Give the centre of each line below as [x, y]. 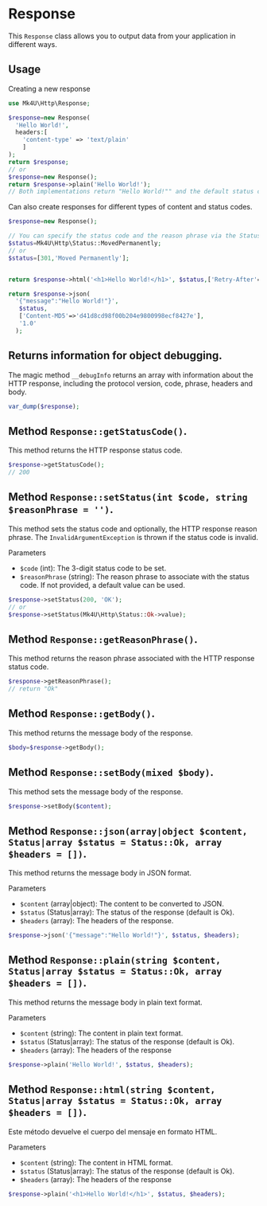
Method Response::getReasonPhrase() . [103, 639]
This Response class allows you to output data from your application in [122, 36]
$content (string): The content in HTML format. [96, 1162]
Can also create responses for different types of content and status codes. [130, 207]
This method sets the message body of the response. [96, 791]
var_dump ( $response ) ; [44, 406]
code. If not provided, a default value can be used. [102, 585]
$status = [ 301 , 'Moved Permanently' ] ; [69, 258]
